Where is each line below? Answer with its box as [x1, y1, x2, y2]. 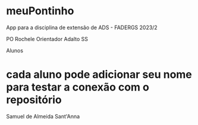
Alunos [6, 46, 24, 54]
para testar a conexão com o [6, 80, 150, 94]
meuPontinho [6, 4, 74, 18]
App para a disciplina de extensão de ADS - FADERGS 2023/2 [6, 24, 158, 31]
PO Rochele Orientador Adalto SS [6, 35, 88, 42]
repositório [6, 93, 62, 107]
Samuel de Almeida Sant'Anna [6, 112, 80, 120]
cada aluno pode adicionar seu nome [6, 68, 192, 82]
